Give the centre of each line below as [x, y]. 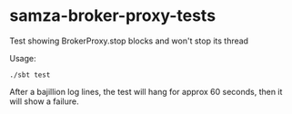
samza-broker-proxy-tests [113, 16]
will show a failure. [44, 101]
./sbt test [30, 75]
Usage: [23, 58]
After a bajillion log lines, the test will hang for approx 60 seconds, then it [146, 91]
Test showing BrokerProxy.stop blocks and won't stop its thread [129, 41]
